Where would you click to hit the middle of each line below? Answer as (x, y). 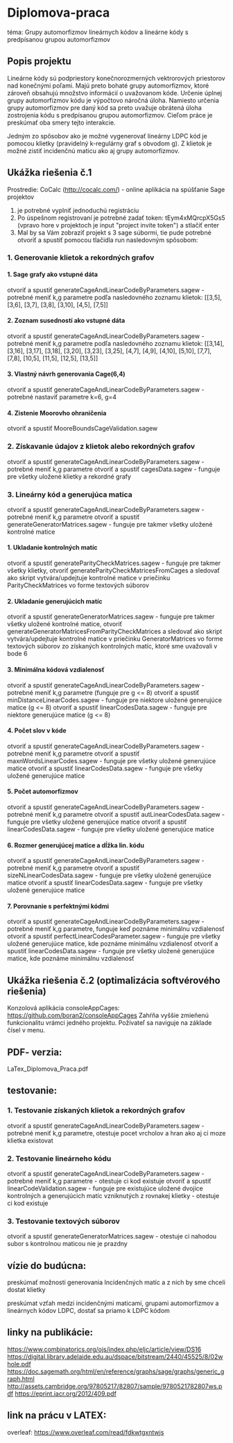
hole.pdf (19, 1364)
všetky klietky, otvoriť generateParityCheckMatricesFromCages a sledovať (113, 571)
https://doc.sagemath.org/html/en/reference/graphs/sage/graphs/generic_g (116, 1371)
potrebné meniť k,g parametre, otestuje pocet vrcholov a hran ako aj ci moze (117, 1133)
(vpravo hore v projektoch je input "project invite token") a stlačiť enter (118, 225)
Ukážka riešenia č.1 (50, 173)
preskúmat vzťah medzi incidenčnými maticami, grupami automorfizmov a (113, 1303)
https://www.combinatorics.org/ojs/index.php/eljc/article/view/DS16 (104, 1349)
